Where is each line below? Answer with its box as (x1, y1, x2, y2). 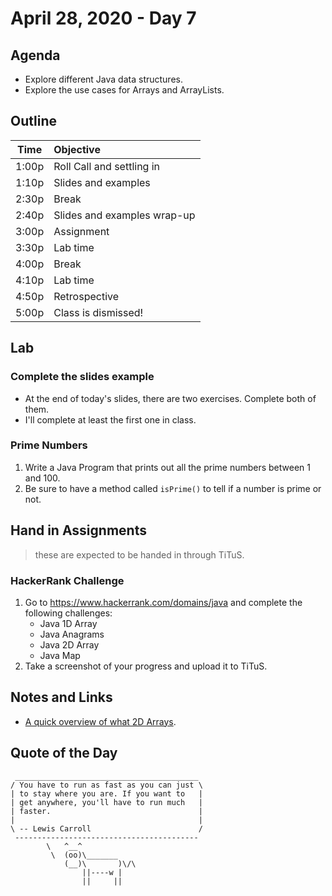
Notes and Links (10, 689, 113, 706)
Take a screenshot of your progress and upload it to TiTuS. (24, 660, 268, 672)
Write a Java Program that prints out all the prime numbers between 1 (24, 461, 311, 473)
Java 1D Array (39, 617, 98, 629)
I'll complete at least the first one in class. (24, 413, 197, 426)
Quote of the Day (10, 745, 118, 762)
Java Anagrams (39, 628, 105, 640)
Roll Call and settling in (53, 159, 161, 173)
